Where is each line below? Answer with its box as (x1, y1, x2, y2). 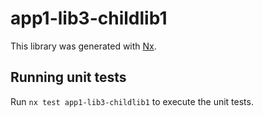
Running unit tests (10, 69, 127, 86)
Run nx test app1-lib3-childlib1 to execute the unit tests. (10, 95, 254, 107)
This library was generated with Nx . (10, 40, 157, 52)
